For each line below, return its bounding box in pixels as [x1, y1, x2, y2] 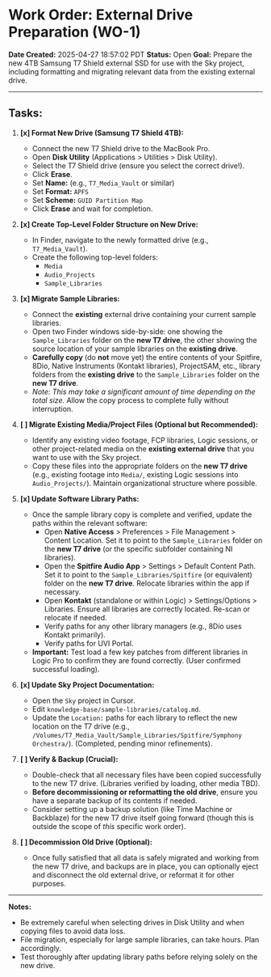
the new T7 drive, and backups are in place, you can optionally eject [31, 861, 259, 871]
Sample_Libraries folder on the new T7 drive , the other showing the [31, 335, 257, 345]
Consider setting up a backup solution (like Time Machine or [31, 804, 233, 814]
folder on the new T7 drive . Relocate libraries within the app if [44, 578, 250, 588]
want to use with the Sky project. [31, 452, 142, 462]
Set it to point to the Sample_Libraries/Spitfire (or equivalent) [44, 569, 252, 579]
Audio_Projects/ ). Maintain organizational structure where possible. [31, 478, 258, 488]
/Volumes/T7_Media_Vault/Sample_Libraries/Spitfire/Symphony [31, 731, 242, 739]
